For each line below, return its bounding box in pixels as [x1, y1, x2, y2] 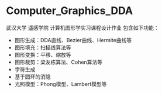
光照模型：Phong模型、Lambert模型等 [14, 80, 107, 87]
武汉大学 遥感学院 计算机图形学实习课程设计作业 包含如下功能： [6, 24, 159, 31]
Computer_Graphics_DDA [6, 4, 133, 18]
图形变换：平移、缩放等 [14, 51, 71, 58]
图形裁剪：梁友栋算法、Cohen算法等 [14, 58, 103, 66]
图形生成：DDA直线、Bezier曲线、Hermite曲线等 [14, 36, 132, 43]
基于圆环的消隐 [14, 73, 51, 80]
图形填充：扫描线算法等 [14, 44, 71, 51]
